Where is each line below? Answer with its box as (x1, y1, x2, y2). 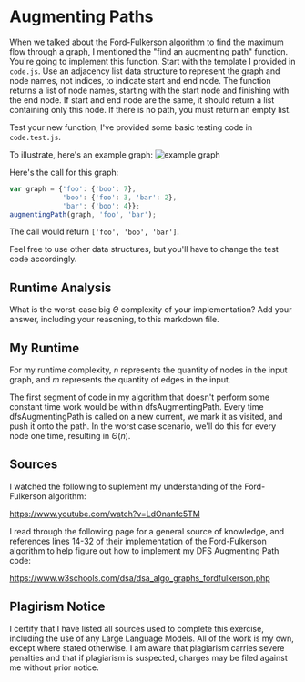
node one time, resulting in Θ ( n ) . (9, 431, 131, 442)
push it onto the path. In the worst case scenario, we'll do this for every (9, 421, 277, 432)
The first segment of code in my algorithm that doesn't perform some (9, 392, 270, 402)
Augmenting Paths (9, 6, 154, 27)
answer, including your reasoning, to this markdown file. (9, 314, 220, 325)
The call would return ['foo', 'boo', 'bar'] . (9, 226, 180, 238)
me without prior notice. (9, 662, 100, 673)
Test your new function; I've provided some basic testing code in (9, 121, 253, 133)
